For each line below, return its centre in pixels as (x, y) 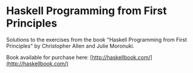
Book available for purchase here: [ (49, 57)
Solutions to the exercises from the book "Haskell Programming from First (97, 39)
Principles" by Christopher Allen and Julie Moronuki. (70, 46)
